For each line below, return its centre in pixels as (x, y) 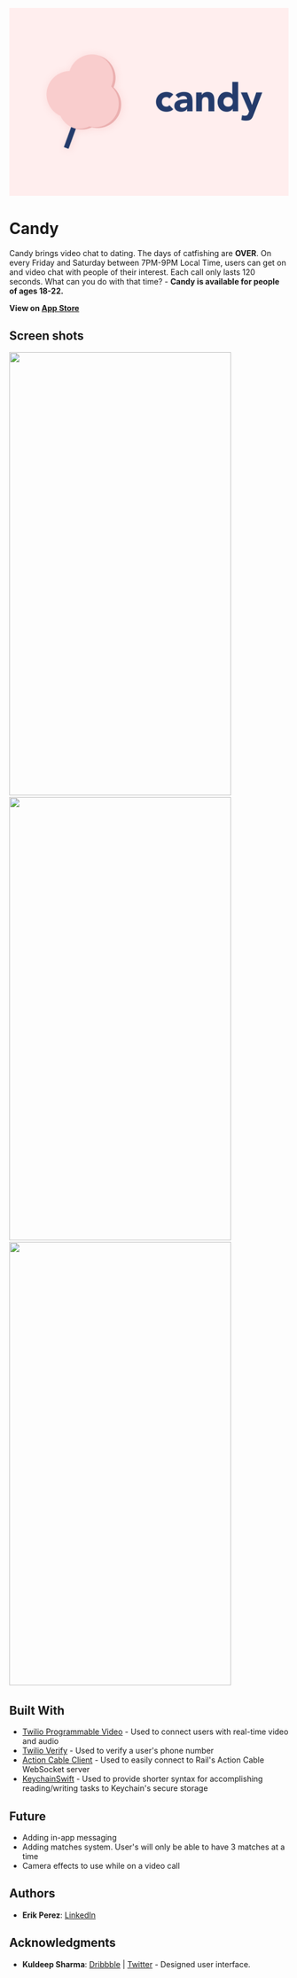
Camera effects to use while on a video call (101, 1866)
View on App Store (44, 308)
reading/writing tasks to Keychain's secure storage (115, 1788)
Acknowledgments (63, 1943)
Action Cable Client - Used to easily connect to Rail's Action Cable (143, 1760)
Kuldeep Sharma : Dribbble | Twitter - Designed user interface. (136, 1964)
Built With (37, 1710)
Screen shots (47, 336)
